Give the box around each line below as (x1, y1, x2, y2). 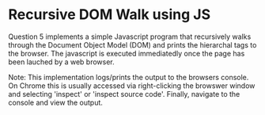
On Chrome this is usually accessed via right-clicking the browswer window (8, 81, 256, 90)
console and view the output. (8, 98, 103, 107)
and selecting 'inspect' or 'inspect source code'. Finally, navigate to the (8, 89, 240, 98)
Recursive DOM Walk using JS (8, 6, 211, 24)
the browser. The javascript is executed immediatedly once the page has (8, 48, 245, 58)
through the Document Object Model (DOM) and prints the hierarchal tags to (8, 40, 257, 49)
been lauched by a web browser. (8, 57, 115, 67)
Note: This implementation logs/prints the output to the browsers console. (8, 72, 249, 82)
